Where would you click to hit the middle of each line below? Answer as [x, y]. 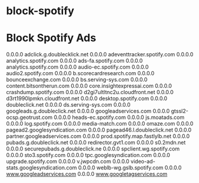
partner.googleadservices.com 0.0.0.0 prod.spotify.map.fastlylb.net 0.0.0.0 [98, 136]
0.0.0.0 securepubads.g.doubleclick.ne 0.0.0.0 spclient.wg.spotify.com [93, 149]
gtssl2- [180, 111]
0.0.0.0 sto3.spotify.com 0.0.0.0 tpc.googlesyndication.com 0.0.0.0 [88, 155]
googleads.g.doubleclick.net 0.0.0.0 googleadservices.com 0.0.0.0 [88, 111]
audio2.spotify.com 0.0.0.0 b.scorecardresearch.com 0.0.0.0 [80, 73]
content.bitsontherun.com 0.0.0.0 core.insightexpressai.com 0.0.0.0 [89, 86]
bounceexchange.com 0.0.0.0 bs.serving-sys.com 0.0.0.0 [77, 80]
